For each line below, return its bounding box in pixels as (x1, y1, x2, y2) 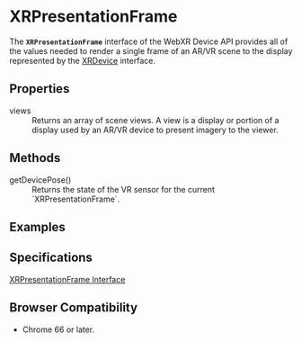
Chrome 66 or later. (22, 324, 95, 335)
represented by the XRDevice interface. (9, 55, 155, 66)
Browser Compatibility (9, 300, 138, 316)
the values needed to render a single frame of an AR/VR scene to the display (9, 45, 293, 56)
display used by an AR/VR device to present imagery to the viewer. (31, 124, 279, 135)
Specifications (9, 250, 93, 265)
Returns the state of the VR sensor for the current (31, 184, 216, 194)
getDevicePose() (9, 174, 72, 185)
